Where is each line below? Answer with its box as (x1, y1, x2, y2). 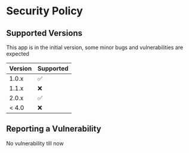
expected (6, 50, 30, 57)
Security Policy (6, 4, 83, 18)
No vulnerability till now (6, 139, 64, 147)
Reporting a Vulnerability (6, 124, 101, 134)
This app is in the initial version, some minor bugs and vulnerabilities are (6, 44, 184, 51)
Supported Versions (6, 28, 82, 38)
